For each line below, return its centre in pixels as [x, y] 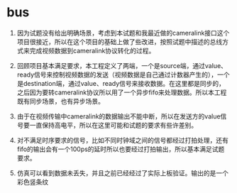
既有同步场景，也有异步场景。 [60, 101]
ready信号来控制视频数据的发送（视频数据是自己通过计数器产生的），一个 [123, 75]
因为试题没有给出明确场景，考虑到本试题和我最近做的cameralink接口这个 [123, 33]
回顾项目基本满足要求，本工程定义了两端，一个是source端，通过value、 [122, 65]
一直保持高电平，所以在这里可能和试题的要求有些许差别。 [114, 125]
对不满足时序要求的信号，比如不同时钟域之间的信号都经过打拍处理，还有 [122, 140]
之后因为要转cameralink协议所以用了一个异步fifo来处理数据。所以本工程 [122, 92]
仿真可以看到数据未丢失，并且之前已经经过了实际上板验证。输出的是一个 [122, 173]
